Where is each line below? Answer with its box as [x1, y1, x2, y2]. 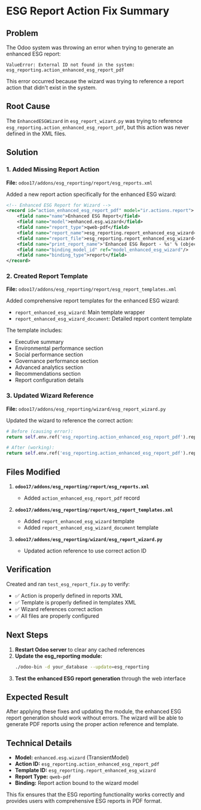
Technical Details [6, 738, 72, 748]
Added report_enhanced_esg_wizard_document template [23, 524, 159, 531]
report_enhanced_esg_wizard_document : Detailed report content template [14, 315, 193, 322]
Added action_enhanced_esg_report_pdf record [23, 494, 140, 501]
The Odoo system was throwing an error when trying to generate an [6, 44, 174, 51]
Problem [6, 28, 39, 38]
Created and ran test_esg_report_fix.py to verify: [6, 580, 130, 588]
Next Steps [6, 630, 48, 640]
